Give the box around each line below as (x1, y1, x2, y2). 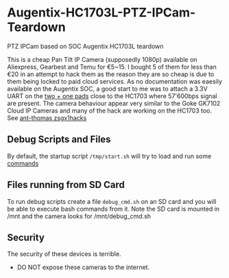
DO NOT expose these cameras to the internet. (16, 263, 150, 272)
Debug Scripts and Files (7, 134, 111, 146)
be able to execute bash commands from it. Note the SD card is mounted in (7, 205, 220, 213)
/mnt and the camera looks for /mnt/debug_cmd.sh (7, 211, 152, 220)
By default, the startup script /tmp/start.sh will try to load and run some (7, 152, 212, 160)
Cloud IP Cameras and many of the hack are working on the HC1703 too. (7, 106, 213, 115)
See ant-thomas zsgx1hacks (7, 113, 87, 121)
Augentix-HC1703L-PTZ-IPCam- (7, 5, 196, 21)
